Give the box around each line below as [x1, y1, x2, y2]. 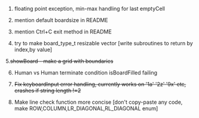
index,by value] [14, 46, 53, 53]
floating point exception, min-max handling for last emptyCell [14, 5, 166, 12]
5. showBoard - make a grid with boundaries [5, 58, 114, 64]
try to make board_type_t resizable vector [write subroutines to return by [14, 40, 194, 46]
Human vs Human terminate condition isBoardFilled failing [14, 69, 158, 76]
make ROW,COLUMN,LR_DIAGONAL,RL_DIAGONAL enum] [14, 105, 158, 112]
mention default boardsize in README [14, 17, 108, 23]
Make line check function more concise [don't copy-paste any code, [14, 98, 183, 105]
